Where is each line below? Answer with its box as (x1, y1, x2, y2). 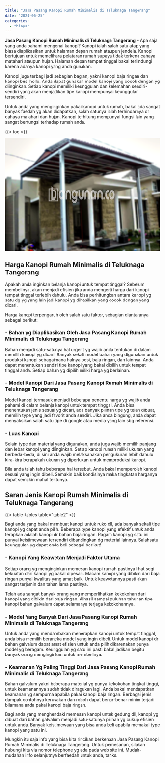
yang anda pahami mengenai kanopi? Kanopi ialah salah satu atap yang (5, 43, 150, 49)
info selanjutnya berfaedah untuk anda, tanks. (25, 752, 118, 758)
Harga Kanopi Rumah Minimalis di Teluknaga (5, 261, 145, 269)
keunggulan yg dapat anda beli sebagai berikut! (5, 542, 102, 548)
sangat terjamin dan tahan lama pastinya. (5, 581, 88, 587)
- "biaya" (9, 24, 29, 28)
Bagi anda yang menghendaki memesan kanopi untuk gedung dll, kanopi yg (5, 711, 159, 717)
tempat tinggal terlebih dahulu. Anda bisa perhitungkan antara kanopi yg (5, 292, 151, 298)
